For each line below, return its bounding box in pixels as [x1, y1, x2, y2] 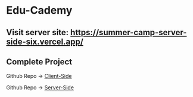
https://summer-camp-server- [70, 27, 187, 37]
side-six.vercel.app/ [6, 36, 83, 46]
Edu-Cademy [6, 4, 73, 17]
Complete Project [6, 57, 73, 67]
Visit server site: [6, 27, 69, 37]
